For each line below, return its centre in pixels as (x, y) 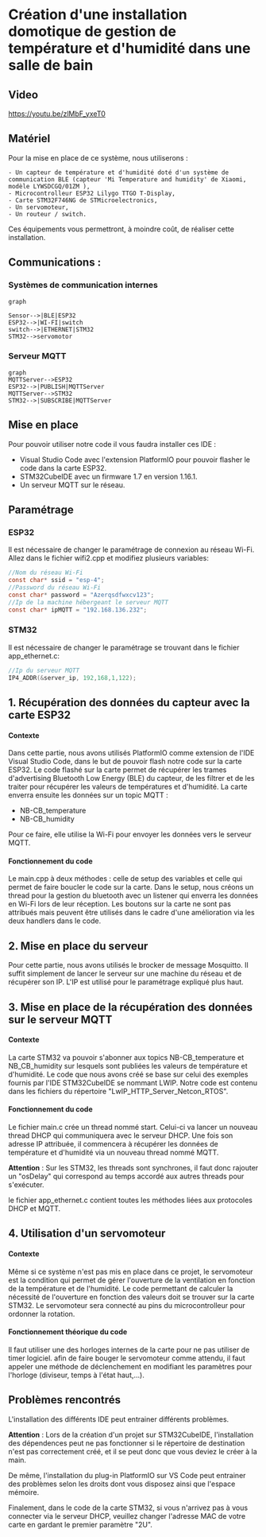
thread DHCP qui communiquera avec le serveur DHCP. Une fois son (121, 1135)
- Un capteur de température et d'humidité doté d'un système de (118, 173)
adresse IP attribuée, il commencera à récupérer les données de (113, 1144)
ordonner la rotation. (42, 1314)
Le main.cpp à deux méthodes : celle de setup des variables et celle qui (125, 879)
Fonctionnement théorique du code (68, 1332)
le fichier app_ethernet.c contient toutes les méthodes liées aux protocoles (130, 1200)
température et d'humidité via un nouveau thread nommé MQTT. (114, 1152)
